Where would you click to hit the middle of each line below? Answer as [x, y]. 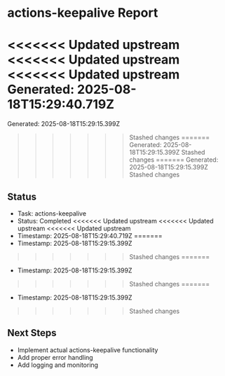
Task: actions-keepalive [52, 213]
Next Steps [32, 333]
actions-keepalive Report [83, 13]
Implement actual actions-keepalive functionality [88, 350]
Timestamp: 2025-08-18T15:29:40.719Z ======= [90, 235]
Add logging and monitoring [58, 365]
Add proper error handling [55, 357]
